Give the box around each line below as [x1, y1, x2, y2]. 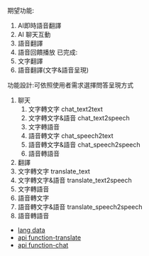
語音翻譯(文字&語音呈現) [17, 66, 89, 74]
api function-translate [17, 233, 82, 242]
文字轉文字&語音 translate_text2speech [17, 176, 133, 184]
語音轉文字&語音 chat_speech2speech [28, 141, 140, 149]
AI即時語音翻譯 [17, 21, 62, 30]
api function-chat [17, 241, 69, 249]
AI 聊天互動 [17, 31, 51, 38]
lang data [17, 226, 45, 234]
